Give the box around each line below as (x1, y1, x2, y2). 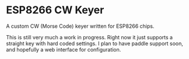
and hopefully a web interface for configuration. (6, 46, 121, 53)
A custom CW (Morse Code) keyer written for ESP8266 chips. (6, 23, 155, 30)
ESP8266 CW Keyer (6, 3, 104, 17)
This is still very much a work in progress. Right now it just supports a (6, 34, 173, 40)
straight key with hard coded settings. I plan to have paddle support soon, (6, 40, 184, 47)
